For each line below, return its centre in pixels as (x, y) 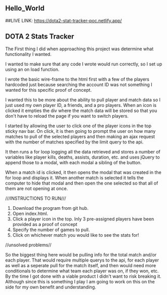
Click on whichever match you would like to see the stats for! (76, 235)
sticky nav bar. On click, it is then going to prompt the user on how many (80, 131)
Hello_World (25, 8)
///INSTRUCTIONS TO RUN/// (36, 198)
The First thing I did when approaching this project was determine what (79, 49)
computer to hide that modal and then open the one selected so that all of (82, 183)
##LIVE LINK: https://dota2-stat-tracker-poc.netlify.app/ (64, 20)
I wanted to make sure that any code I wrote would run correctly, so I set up (84, 64)
